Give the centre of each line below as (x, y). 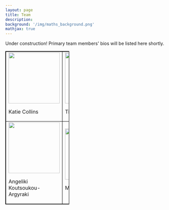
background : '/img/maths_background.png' (50, 24)
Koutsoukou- (25, 188)
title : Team (18, 15)
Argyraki (19, 194)
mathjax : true (20, 29)
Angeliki (18, 181)
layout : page (19, 10)
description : (19, 19)
